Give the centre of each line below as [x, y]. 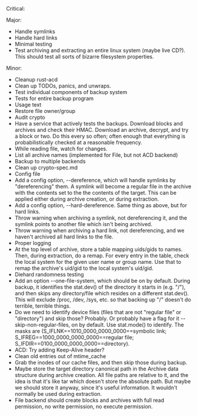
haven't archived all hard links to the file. [64, 237]
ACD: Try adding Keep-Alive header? [59, 350]
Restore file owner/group [45, 111]
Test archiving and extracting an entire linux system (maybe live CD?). [100, 50]
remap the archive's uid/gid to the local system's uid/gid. [84, 268]
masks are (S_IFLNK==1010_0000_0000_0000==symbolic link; [91, 331]
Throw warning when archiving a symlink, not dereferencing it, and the [101, 218]
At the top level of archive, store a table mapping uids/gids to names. [98, 249]
